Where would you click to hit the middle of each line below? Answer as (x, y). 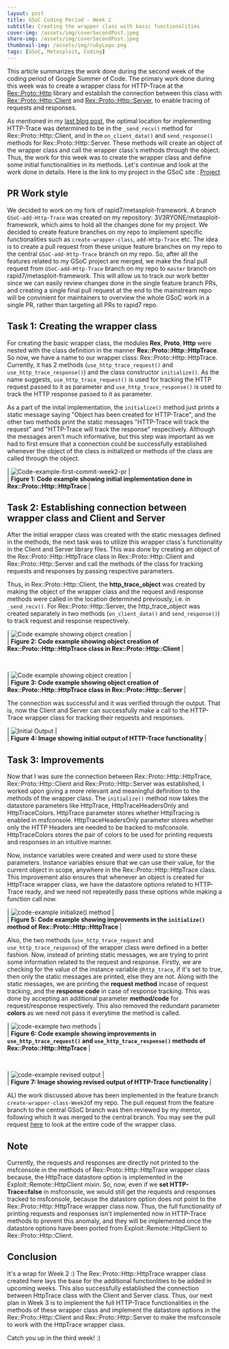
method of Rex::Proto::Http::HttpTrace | (64, 927)
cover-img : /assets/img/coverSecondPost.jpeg (73, 33)
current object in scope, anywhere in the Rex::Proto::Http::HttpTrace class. (112, 870)
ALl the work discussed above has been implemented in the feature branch (113, 1095)
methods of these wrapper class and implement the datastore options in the (114, 1310)
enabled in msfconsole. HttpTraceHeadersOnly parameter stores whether (110, 820)
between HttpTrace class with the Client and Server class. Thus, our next (110, 1295)
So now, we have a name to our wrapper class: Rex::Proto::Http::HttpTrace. (112, 357)
